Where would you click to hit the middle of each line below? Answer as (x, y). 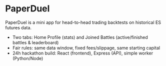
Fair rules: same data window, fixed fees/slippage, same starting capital (86, 48)
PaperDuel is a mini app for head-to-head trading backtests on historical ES (83, 22)
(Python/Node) (28, 58)
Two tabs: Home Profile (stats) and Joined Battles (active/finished (80, 37)
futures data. (18, 27)
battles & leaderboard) (35, 42)
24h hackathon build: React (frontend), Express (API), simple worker (83, 53)
